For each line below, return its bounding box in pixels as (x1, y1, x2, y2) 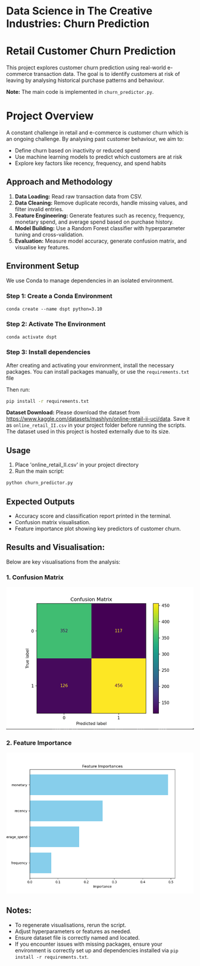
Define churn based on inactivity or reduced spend (14, 147, 140, 154)
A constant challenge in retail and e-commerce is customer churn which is (6, 129, 189, 136)
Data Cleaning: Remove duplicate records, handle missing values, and (14, 199, 188, 206)
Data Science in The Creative (6, 4, 153, 18)
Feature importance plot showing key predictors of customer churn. (14, 525, 182, 532)
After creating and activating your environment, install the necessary (6, 362, 174, 369)
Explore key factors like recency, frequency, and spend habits (14, 160, 167, 167)
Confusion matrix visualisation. (14, 518, 91, 525)
